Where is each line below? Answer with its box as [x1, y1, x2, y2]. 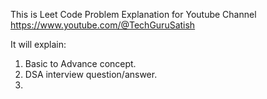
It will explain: [10, 39, 67, 50]
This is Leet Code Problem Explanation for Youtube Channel [10, 9, 257, 20]
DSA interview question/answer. [24, 69, 158, 80]
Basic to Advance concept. [24, 58, 137, 69]
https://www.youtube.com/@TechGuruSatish [10, 19, 196, 31]
